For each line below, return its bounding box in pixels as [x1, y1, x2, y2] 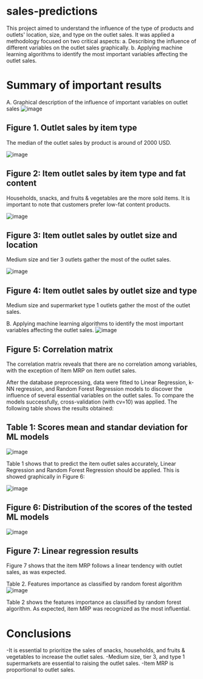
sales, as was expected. [6, 568, 67, 576]
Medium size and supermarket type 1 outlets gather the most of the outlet [6, 302, 190, 309]
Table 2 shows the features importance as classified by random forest [6, 598, 182, 606]
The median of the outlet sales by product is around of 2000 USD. [6, 139, 171, 146]
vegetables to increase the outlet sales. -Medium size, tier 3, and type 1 [6, 653, 185, 661]
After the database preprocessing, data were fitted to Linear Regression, [6, 379, 188, 386]
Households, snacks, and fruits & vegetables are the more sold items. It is [6, 194, 190, 202]
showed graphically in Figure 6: [6, 473, 85, 480]
